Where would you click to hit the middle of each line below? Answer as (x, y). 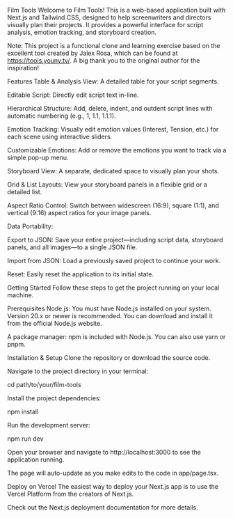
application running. (36, 460)
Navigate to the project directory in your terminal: (78, 371)
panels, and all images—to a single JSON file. (72, 247)
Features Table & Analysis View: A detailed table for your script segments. (113, 81)
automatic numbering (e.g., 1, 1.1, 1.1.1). (62, 116)
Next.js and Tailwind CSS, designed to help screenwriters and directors (109, 17)
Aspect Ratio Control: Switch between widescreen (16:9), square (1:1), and (113, 205)
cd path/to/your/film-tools (44, 385)
